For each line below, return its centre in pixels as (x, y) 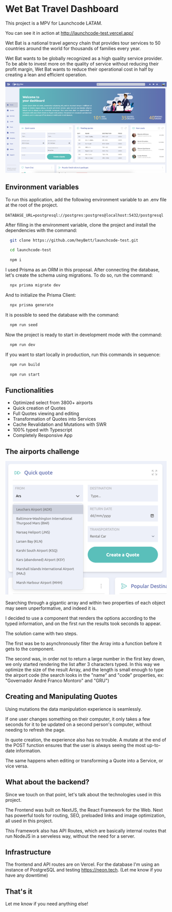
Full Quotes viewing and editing (46, 413)
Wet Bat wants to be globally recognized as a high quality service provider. (84, 58)
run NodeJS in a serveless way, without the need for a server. (70, 836)
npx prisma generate (32, 305)
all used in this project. (29, 821)
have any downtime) (27, 875)
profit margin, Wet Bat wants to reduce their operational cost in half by (79, 69)
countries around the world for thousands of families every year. (73, 48)
